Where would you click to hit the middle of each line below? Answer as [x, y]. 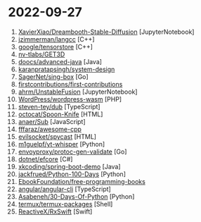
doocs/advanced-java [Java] [60, 61]
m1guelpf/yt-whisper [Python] [61, 144]
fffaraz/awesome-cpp [50, 129]
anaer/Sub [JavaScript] [52, 121]
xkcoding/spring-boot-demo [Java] [70, 166]
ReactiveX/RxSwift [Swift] [55, 211]
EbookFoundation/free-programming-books [82, 181]
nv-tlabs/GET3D [41, 54]
